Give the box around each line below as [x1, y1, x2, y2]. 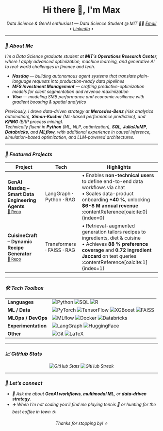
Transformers [45, 240, 76, 247]
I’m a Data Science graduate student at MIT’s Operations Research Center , [5, 54, 158, 59]
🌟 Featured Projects [5, 151, 52, 158]
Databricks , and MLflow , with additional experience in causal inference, [5, 129, 151, 135]
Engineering [7, 197, 36, 203]
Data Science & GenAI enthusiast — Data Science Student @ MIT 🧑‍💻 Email [6, 20, 157, 26]
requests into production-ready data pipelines [32, 78, 125, 84]
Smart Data [7, 191, 34, 198]
